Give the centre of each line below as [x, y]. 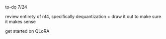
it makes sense [21, 22]
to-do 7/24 [16, 7]
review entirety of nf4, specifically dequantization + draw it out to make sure [83, 16]
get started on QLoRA [27, 31]
